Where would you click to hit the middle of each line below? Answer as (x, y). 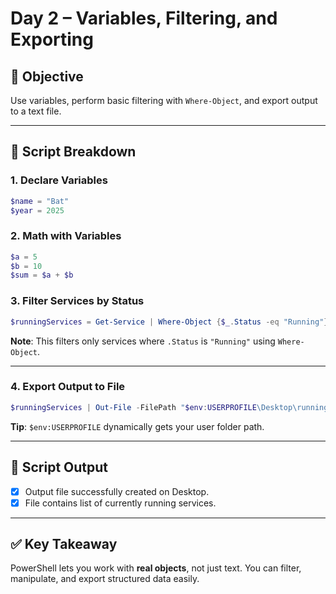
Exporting (52, 39)
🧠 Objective (47, 76)
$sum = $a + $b (42, 275)
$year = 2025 (37, 210)
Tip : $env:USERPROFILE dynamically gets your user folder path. (137, 426)
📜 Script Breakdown (73, 152)
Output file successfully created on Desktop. (117, 491)
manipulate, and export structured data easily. (105, 579)
